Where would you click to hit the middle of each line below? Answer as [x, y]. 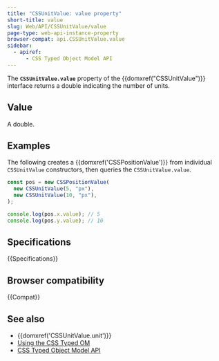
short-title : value [35, 20]
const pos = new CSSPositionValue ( [58, 183]
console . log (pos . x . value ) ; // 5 [54, 214]
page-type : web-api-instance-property [63, 33]
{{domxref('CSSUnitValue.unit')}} [64, 335]
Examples [29, 146]
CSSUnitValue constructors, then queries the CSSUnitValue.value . [99, 169]
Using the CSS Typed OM [54, 343]
